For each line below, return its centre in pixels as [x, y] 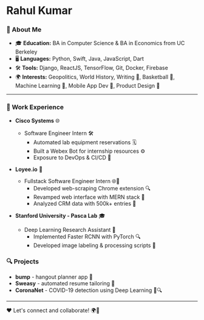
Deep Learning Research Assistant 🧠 [70, 229]
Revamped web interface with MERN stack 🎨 [89, 197]
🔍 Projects [23, 261]
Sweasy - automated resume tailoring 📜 [65, 283]
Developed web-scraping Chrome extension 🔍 [92, 188]
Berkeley [26, 52]
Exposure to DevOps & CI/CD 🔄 [72, 157]
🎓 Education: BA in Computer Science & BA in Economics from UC [100, 43]
